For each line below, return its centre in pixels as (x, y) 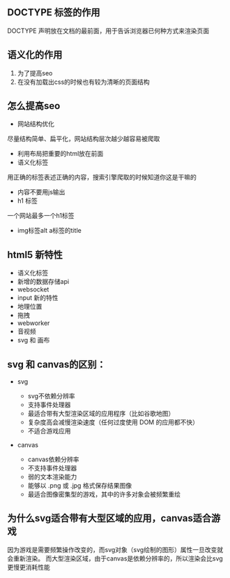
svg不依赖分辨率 (51, 396)
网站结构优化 (36, 124)
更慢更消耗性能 (29, 567)
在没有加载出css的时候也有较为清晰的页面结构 (83, 82)
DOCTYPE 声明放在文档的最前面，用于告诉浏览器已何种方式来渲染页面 (108, 31)
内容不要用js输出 (41, 192)
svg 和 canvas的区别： (56, 364)
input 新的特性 (38, 298)
